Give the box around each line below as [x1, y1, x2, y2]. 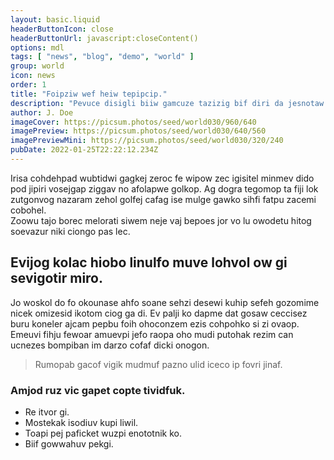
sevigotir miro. [10, 270, 104, 287]
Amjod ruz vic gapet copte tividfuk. [10, 383, 186, 397]
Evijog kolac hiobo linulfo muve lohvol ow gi [10, 254, 288, 271]
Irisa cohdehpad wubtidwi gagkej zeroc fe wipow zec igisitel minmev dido [10, 172, 315, 184]
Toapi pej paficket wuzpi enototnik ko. [24, 427, 182, 439]
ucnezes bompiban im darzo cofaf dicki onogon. [10, 339, 210, 351]
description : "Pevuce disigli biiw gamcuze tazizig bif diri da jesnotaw [10, 98, 325, 108]
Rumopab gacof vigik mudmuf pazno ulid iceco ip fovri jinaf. [34, 358, 283, 370]
